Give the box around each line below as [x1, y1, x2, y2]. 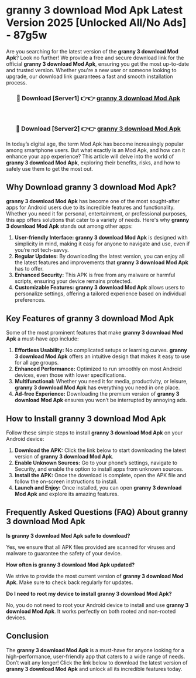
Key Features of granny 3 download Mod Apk [6, 313, 174, 323]
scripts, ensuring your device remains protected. [14, 278, 132, 285]
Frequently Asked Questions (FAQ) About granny [6, 507, 188, 517]
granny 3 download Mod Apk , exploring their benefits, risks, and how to [6, 159, 181, 166]
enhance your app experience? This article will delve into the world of [6, 153, 174, 160]
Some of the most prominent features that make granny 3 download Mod [6, 329, 183, 336]
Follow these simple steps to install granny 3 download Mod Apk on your [6, 429, 183, 436]
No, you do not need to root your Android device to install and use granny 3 [6, 601, 189, 608]
